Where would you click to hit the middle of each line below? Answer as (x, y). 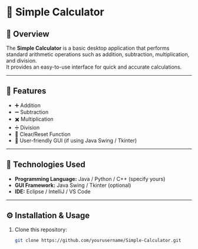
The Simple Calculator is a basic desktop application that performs (88, 48)
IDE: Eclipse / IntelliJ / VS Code (52, 191)
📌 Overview (28, 34)
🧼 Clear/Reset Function (42, 134)
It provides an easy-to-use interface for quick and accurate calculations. (94, 67)
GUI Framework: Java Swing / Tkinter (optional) (73, 185)
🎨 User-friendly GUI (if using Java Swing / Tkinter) (76, 140)
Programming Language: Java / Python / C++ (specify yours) (90, 179)
